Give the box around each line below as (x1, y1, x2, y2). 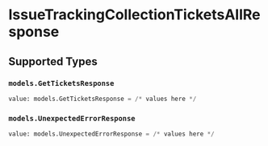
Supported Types (8, 55, 98, 68)
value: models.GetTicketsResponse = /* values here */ (8, 95, 197, 103)
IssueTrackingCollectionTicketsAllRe (8, 6, 261, 24)
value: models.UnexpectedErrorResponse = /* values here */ (8, 130, 216, 138)
